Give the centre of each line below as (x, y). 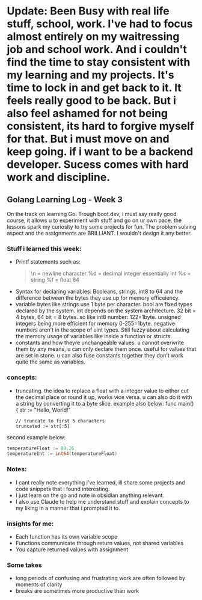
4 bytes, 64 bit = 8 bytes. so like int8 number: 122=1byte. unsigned (98, 317)
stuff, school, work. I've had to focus (100, 24)
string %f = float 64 (55, 280)
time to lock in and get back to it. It (94, 88)
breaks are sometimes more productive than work (77, 591)
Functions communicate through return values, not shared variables (99, 543)
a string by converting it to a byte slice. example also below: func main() (105, 403)
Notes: (17, 469)
